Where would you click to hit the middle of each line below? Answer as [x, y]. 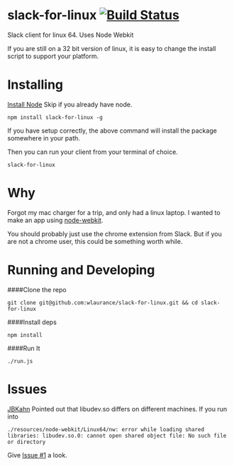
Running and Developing [81, 270]
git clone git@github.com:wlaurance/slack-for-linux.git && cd [103, 303]
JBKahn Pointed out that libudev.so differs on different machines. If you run [117, 409]
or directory [27, 442]
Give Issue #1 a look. [37, 455]
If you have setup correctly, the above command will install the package [112, 131]
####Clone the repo [37, 289]
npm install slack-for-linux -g [55, 117]
